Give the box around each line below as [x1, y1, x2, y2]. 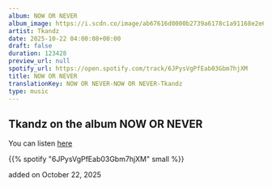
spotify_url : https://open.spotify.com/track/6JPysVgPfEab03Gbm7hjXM [8, 65, 249, 73]
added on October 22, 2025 [8, 170, 102, 180]
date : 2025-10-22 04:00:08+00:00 [8, 34, 121, 43]
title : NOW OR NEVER [8, 72, 79, 80]
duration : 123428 [8, 49, 67, 57]
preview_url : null [8, 57, 70, 66]
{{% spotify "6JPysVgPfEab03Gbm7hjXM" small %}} [8, 155, 185, 164]
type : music [8, 87, 49, 96]
